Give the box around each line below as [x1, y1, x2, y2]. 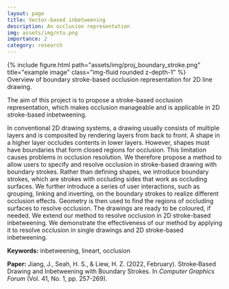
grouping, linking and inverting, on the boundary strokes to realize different [7, 189, 219, 198]
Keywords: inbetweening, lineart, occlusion [7, 246, 130, 255]
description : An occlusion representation [7, 23, 130, 30]
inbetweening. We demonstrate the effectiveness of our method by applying [7, 219, 223, 227]
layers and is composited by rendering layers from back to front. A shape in [7, 131, 221, 139]
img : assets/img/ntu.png [7, 29, 78, 36]
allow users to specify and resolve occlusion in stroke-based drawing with [7, 161, 217, 168]
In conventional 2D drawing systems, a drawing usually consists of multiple [7, 124, 220, 132]
